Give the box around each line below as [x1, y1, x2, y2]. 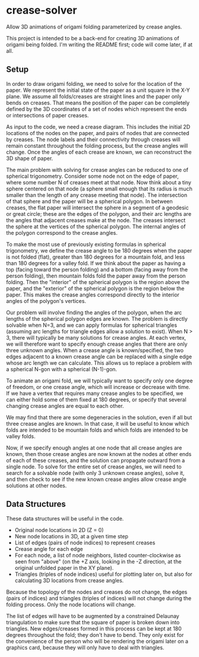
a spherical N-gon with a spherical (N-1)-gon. [6, 365, 117, 372]
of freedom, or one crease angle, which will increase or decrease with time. [6, 383, 191, 390]
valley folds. [6, 432, 36, 439]
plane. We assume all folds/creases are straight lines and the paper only [6, 93, 182, 100]
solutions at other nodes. [6, 481, 67, 489]
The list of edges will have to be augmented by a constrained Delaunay [6, 612, 179, 620]
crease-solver [6, 4, 77, 17]
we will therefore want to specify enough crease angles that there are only [6, 340, 188, 347]
